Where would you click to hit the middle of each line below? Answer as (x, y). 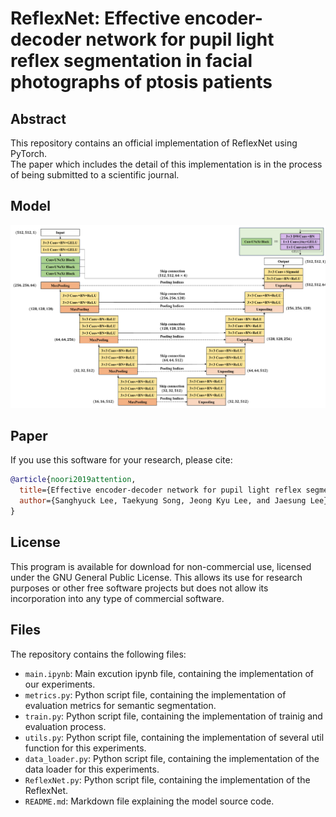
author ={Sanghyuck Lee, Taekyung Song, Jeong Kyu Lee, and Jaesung (163, 501)
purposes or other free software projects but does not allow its (139, 588)
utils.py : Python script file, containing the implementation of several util (174, 737)
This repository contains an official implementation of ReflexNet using (154, 143)
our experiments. (60, 684)
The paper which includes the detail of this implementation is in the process (166, 164)
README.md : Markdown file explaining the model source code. (149, 801)
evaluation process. (65, 726)
